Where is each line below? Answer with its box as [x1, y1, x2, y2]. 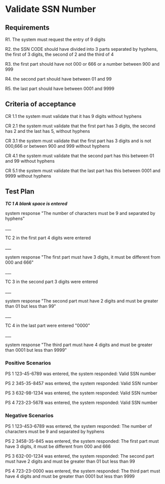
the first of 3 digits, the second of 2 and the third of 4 [5, 51, 114, 57]
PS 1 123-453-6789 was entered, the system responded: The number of [5, 423, 152, 429]
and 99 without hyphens [5, 158, 55, 164]
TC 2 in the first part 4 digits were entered [5, 235, 91, 241]
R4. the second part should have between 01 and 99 [5, 76, 112, 82]
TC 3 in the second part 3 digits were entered [5, 279, 98, 285]
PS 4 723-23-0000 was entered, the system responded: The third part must [5, 468, 161, 474]
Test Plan [5, 188, 35, 196]
